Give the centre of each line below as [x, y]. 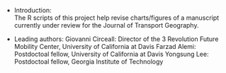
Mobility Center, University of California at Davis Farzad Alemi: [105, 46]
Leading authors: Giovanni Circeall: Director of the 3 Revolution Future [116, 39]
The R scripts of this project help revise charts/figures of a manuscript [117, 18]
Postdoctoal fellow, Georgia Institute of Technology [89, 62]
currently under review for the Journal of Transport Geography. [106, 25]
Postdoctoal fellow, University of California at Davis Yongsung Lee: [111, 54]
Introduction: [33, 10]
